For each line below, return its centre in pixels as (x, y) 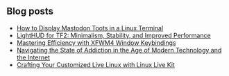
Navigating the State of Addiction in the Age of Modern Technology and (119, 50)
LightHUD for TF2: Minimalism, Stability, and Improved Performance (113, 35)
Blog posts (30, 11)
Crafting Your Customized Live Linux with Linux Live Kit (95, 64)
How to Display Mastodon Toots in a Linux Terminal (90, 28)
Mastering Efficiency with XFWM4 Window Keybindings (96, 42)
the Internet (33, 57)
